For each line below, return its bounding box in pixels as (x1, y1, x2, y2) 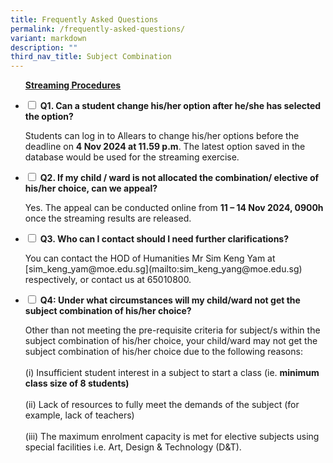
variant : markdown (10, 33, 87, 43)
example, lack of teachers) (24, 409, 135, 421)
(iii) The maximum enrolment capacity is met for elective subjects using (24, 431, 320, 443)
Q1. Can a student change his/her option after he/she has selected (39, 100, 322, 112)
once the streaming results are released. (24, 212, 192, 225)
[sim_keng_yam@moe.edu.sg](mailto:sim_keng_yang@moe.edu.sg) (24, 263, 303, 275)
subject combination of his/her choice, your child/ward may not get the (24, 335, 318, 347)
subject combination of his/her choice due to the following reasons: (24, 346, 303, 358)
